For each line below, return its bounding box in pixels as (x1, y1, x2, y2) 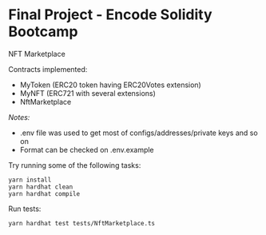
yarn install (8, 176, 52, 184)
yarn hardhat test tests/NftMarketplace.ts (8, 219, 156, 227)
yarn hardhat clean (8, 182, 73, 191)
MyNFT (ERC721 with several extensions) (19, 88, 156, 98)
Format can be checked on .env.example (19, 145, 154, 154)
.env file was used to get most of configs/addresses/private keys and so (19, 128, 258, 137)
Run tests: (8, 204, 42, 213)
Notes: (8, 112, 30, 121)
